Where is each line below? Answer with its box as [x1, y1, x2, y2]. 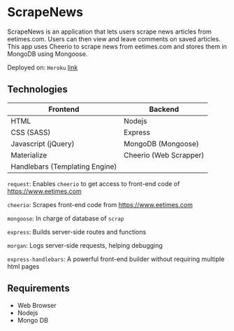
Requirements [7, 283, 70, 295]
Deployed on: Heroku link [7, 63, 78, 71]
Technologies [7, 83, 68, 95]
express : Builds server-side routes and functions [7, 227, 147, 236]
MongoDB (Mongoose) [123, 139, 199, 148]
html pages [7, 262, 40, 270]
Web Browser [17, 301, 57, 309]
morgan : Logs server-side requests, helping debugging [7, 241, 163, 249]
